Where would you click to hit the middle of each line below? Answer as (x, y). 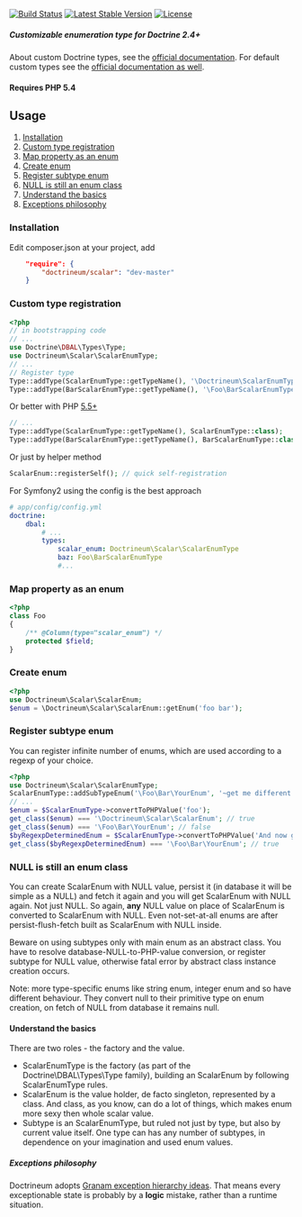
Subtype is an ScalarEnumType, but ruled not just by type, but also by (151, 1123)
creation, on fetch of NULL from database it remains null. (115, 1007)
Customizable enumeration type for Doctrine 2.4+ (105, 34)
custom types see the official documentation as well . (107, 67)
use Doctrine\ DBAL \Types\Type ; (68, 348)
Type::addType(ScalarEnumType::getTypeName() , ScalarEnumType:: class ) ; (146, 431)
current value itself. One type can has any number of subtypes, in (143, 1133)
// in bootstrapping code (58, 331)
